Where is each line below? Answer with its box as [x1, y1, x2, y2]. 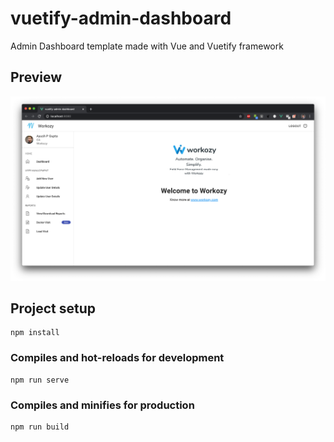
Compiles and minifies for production [10, 398, 195, 412]
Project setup [10, 300, 97, 317]
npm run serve [10, 375, 70, 385]
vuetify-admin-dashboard [10, 7, 232, 30]
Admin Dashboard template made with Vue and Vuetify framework [10, 40, 284, 52]
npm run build [10, 422, 70, 432]
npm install [10, 328, 60, 338]
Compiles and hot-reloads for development [10, 351, 225, 365]
